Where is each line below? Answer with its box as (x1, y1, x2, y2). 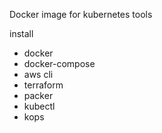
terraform (23, 79, 64, 91)
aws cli (23, 69, 54, 80)
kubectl (23, 100, 56, 112)
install (9, 28, 34, 39)
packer (23, 90, 54, 101)
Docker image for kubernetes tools (9, 9, 153, 20)
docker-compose (23, 58, 96, 69)
